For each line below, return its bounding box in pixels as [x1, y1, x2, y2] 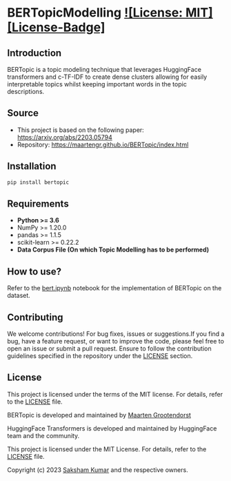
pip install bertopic [7, 178, 70, 186]
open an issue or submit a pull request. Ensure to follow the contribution [7, 344, 212, 352]
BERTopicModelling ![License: [7, 5, 183, 21]
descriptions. [7, 88, 45, 95]
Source [7, 107, 39, 119]
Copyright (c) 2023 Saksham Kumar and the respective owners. [7, 465, 188, 474]
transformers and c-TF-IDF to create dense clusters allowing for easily [7, 73, 208, 81]
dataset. [7, 292, 31, 300]
